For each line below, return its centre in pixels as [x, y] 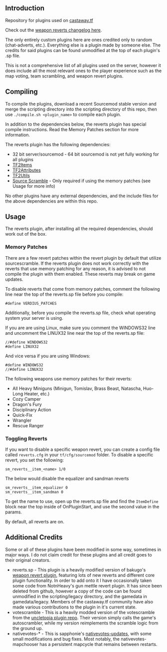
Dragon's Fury [27, 404]
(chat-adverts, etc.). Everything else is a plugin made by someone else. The [83, 45]
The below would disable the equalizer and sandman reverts [67, 479]
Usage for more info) [34, 186]
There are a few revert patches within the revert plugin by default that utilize [83, 258]
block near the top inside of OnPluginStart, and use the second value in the [82, 507]
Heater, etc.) [37, 394]
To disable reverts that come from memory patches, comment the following [83, 289]
